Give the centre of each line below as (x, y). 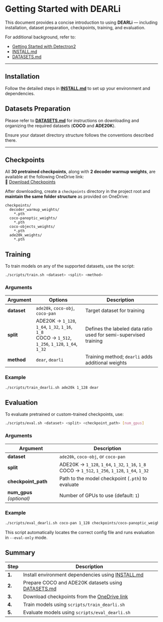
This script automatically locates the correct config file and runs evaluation (80, 532)
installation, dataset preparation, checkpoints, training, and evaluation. (75, 27)
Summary (20, 553)
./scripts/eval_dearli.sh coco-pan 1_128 (48, 523)
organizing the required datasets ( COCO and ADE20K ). (60, 125)
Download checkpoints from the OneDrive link (76, 596)
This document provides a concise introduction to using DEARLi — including (81, 22)
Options (58, 300)
